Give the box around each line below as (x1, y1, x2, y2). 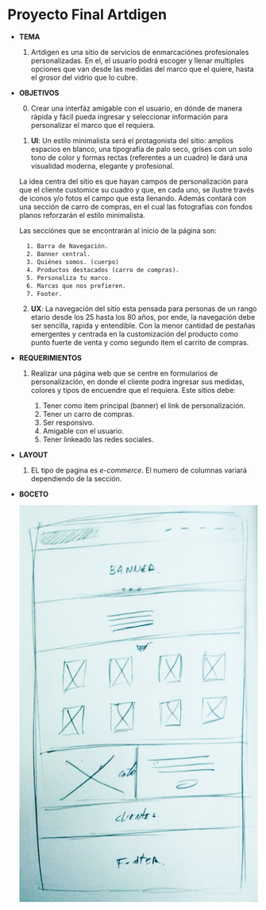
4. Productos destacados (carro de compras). (26, 266, 179, 274)
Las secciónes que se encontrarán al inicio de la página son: (18, 225, 218, 235)
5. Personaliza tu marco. (26, 274, 112, 282)
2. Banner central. (26, 250, 91, 258)
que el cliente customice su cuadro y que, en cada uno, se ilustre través (18, 185, 255, 194)
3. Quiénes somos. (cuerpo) (26, 258, 120, 266)
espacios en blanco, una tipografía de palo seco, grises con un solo (30, 144, 253, 154)
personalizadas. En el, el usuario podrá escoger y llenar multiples (30, 56, 245, 65)
